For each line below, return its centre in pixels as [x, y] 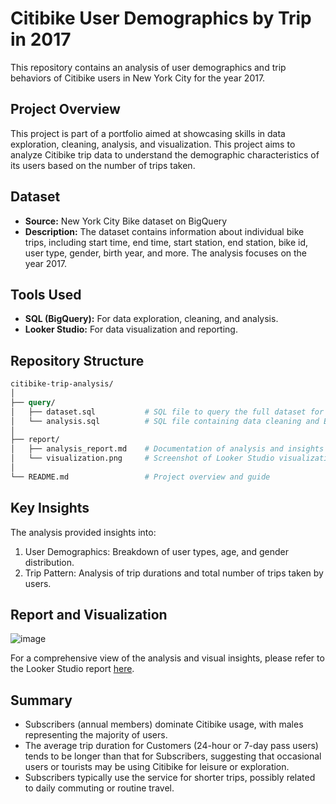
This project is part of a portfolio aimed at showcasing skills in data [148, 133]
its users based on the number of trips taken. [103, 165]
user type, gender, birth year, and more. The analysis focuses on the [166, 253]
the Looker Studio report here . [72, 669]
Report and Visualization [89, 615]
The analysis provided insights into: [83, 532]
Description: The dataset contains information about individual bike [164, 231]
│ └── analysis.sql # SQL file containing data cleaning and [165, 421]
